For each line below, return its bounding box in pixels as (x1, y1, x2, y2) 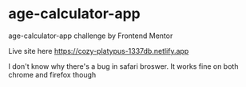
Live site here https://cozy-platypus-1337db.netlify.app (8, 46, 189, 55)
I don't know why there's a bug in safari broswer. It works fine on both (8, 61, 239, 71)
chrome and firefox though (8, 70, 97, 79)
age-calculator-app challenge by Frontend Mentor (8, 31, 173, 40)
